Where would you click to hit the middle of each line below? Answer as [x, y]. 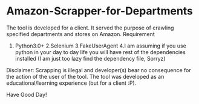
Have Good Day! [27, 94]
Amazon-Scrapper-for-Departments [100, 11]
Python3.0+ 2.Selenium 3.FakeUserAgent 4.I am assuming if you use [100, 46]
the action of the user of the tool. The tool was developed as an [85, 76]
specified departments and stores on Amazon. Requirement [81, 34]
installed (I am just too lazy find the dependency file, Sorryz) [90, 58]
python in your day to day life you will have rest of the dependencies [100, 52]
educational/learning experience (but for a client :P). [71, 83]
